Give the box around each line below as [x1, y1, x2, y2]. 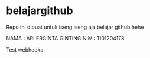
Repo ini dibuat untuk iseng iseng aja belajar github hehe [6, 23, 144, 30]
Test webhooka [6, 46, 44, 53]
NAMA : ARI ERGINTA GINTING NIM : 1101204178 [6, 35, 125, 42]
